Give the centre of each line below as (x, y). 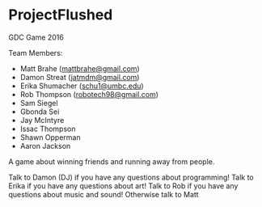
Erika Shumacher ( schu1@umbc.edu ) (82, 86)
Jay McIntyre (42, 120)
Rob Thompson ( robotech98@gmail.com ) (89, 94)
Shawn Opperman (50, 137)
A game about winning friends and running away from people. (112, 161)
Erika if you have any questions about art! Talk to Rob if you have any (123, 186)
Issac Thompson (48, 129)
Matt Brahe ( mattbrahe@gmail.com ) (80, 68)
